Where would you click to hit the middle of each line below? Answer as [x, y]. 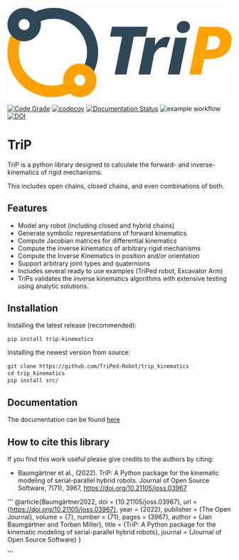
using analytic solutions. [53, 286]
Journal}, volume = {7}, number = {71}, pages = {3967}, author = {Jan [110, 517]
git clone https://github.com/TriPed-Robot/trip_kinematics [99, 366]
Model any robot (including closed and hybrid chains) [96, 226]
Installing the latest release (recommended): [72, 325]
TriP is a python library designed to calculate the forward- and [99, 164]
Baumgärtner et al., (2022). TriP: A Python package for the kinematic [118, 472]
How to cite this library [59, 442]
